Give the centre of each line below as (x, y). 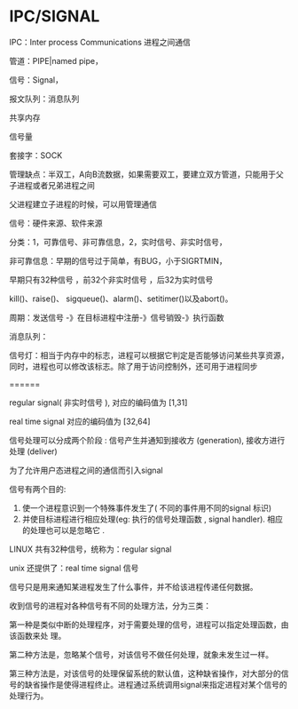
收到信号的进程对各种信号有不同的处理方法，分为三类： (110, 605)
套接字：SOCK (36, 155)
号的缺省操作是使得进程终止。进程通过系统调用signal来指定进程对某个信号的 (148, 684)
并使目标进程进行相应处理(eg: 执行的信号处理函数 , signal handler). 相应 (153, 519)
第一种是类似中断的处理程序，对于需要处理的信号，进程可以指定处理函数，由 (149, 625)
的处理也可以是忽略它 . (63, 530)
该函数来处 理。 (38, 635)
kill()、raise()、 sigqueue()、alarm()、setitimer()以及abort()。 (121, 299)
